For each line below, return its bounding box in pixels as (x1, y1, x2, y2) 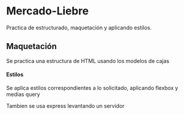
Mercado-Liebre (6, 4, 89, 18)
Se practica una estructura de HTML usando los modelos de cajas (6, 57, 170, 64)
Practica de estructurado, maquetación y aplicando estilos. (6, 24, 152, 31)
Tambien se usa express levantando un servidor (6, 102, 125, 109)
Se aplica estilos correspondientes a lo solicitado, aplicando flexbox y (6, 84, 179, 91)
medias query (6, 90, 40, 98)
